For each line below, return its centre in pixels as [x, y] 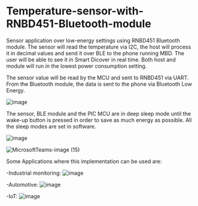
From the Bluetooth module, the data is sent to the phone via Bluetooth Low [99, 84]
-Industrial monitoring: [34, 173]
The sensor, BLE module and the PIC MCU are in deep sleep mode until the [99, 114]
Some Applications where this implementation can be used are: [84, 161]
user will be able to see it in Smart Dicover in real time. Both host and [91, 59]
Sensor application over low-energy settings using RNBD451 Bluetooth [93, 40]
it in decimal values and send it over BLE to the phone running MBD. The [95, 53]
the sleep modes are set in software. [51, 126]
